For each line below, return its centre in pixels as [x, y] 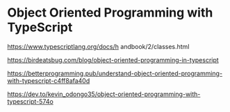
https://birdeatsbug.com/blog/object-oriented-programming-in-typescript [113, 59]
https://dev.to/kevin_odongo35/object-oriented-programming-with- [104, 94]
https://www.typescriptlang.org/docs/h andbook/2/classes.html [98, 46]
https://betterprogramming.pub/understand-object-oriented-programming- [115, 73]
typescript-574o [30, 101]
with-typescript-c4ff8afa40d [49, 80]
